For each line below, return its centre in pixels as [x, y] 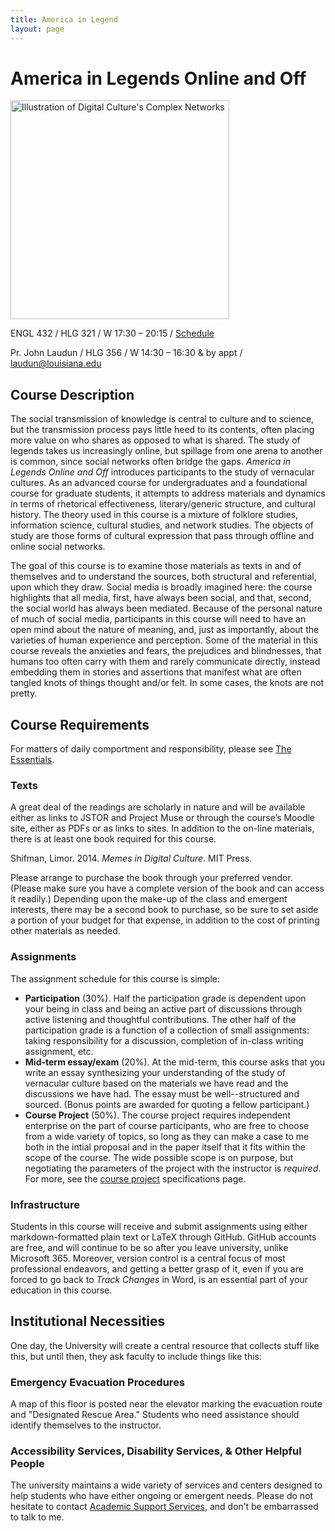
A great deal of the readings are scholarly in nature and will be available [158, 807]
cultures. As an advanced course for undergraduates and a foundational [159, 483]
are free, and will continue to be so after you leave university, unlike [149, 1247]
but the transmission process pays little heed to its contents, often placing [162, 430]
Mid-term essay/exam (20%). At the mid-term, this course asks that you [175, 1062]
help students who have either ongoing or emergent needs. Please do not [162, 1496]
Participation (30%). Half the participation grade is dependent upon [165, 998]
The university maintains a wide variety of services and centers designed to [166, 1485]
